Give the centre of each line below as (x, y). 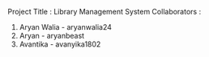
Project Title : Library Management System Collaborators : (104, 12)
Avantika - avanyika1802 (60, 44)
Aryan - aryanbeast (52, 36)
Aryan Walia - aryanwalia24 (66, 27)
